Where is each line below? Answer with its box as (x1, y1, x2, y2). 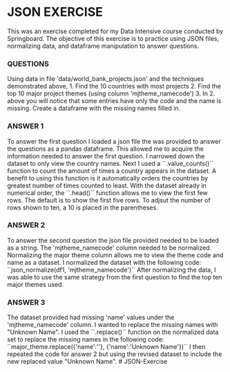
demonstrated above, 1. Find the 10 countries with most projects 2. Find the (7, 82, 221, 91)
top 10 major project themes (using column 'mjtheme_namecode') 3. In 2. (7, 89, 215, 97)
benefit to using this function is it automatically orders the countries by (7, 174, 209, 182)
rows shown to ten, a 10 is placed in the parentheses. (7, 203, 159, 212)
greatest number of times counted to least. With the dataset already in (7, 181, 207, 189)
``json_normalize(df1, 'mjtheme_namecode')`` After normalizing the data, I (7, 266, 216, 274)
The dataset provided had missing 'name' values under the (7, 313, 175, 322)
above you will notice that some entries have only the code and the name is (7, 97, 222, 105)
